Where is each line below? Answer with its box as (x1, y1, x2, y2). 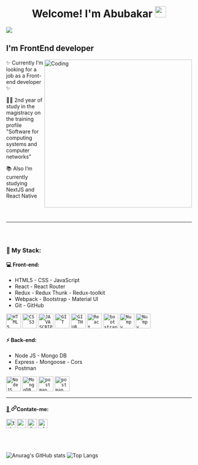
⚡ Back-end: (6, 337, 37, 344)
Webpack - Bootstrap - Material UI (14, 295, 98, 302)
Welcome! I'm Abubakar (31, 7, 153, 21)
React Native (6, 192, 37, 199)
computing (6, 134, 32, 141)
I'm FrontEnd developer (6, 43, 94, 53)
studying (6, 179, 28, 186)
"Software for (6, 128, 39, 135)
